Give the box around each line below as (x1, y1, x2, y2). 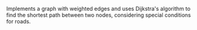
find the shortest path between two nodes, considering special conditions (6, 11, 192, 19)
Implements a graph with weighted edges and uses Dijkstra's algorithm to (6, 5, 191, 12)
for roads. (6, 18, 31, 25)
